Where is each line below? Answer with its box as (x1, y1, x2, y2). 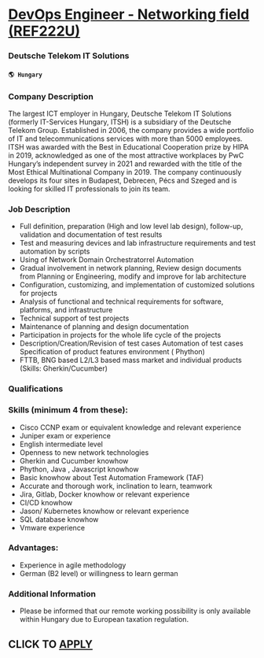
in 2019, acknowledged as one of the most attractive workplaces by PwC (8, 151, 244, 160)
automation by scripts (19, 246, 90, 257)
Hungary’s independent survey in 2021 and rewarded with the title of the (8, 159, 242, 168)
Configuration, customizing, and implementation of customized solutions (19, 280, 255, 290)
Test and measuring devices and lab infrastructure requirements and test (19, 238, 256, 248)
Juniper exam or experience (19, 431, 112, 440)
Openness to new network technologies (19, 447, 149, 457)
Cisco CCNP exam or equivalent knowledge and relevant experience (19, 423, 242, 432)
